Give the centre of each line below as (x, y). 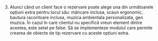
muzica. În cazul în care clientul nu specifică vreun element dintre (76, 22)
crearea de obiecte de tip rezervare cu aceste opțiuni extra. (69, 33)
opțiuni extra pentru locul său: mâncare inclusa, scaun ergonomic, (76, 12)
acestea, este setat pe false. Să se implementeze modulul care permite (81, 28)
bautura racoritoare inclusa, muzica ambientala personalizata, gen (76, 17)
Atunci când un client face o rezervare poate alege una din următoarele (81, 7)
